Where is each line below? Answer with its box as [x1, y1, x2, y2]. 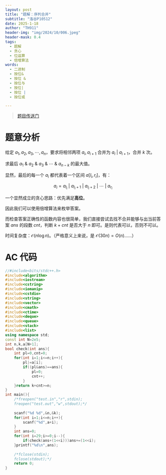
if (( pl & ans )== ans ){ [23, 365, 63, 370]
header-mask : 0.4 [5, 35, 41, 40]
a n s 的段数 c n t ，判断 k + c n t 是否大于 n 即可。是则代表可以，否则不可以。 [10, 222, 161, 228]
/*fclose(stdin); [14, 452, 50, 457]
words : [5, 62, 19, 67]
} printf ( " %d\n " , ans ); [14, 442, 58, 447]
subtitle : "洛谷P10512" [5, 16, 53, 21]
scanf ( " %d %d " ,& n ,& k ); [14, 410, 61, 415]
